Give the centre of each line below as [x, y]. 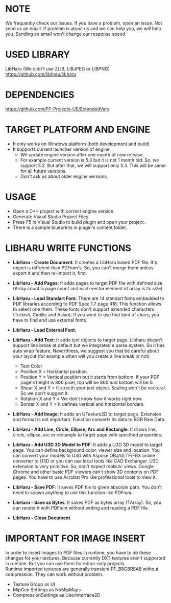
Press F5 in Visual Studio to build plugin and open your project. [79, 222]
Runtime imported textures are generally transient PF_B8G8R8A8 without [82, 569]
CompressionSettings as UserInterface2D [56, 595]
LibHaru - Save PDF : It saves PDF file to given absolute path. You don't [87, 487]
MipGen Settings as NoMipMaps [47, 589]
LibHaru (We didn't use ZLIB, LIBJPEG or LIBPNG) [57, 68]
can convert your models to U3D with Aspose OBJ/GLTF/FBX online [84, 455]
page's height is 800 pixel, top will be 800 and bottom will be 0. [87, 382]
